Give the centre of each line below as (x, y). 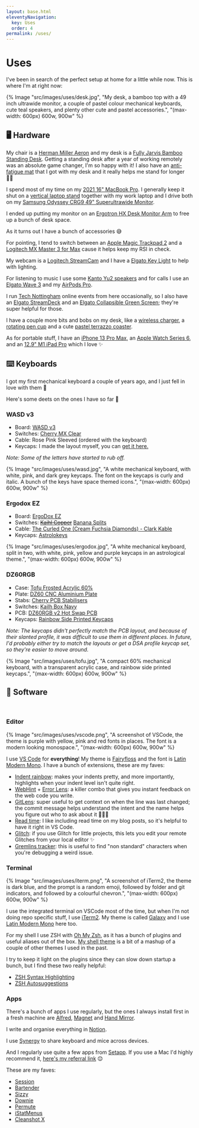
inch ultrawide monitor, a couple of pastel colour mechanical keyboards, (94, 104)
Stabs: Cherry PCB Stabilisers (51, 600)
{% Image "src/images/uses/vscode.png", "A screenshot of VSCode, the (95, 734)
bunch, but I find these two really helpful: (56, 965)
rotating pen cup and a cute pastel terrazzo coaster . (70, 326)
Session (24, 1082)
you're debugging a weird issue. (54, 852)
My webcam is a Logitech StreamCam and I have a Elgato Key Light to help (97, 260)
